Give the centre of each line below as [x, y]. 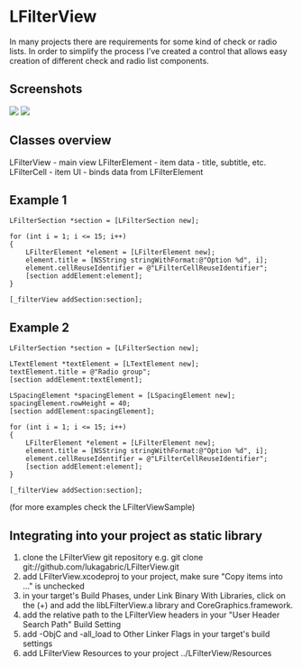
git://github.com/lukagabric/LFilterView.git [101, 567]
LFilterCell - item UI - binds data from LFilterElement [106, 171]
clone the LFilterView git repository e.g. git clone [113, 557]
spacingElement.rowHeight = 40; [70, 403]
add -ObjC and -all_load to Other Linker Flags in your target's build [146, 634]
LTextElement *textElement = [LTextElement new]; [105, 364]
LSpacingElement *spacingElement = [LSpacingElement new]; [123, 396]
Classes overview [60, 140]
